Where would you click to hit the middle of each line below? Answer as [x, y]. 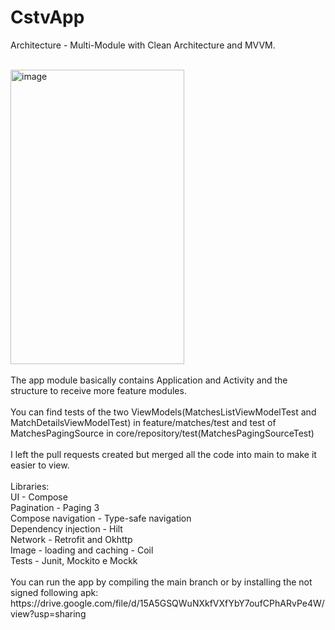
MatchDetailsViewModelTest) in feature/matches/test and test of [143, 422]
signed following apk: [54, 592]
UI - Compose [39, 497]
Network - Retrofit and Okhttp [71, 539]
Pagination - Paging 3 [55, 507]
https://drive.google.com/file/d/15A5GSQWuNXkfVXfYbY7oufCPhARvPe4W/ [167, 603]
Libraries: [30, 486]
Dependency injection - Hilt [66, 528]
